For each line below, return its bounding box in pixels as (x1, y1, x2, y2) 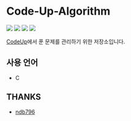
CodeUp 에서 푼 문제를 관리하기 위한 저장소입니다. (6, 38, 125, 45)
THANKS (6, 92, 42, 102)
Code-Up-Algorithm (6, 4, 111, 18)
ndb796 (15, 108, 36, 116)
